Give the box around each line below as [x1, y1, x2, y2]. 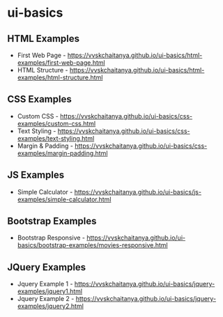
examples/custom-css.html [17, 119, 96, 127]
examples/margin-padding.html [17, 148, 108, 157]
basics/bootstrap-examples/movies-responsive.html [17, 241, 169, 249]
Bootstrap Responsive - [17, 233, 86, 242]
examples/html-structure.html [17, 73, 103, 82]
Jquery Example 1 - [17, 280, 73, 288]
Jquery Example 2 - [17, 295, 75, 303]
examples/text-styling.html [17, 134, 95, 142]
